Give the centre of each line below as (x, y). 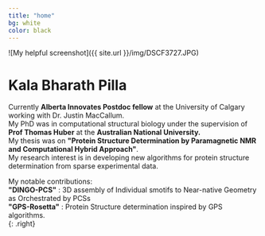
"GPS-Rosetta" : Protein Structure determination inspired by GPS (115, 207)
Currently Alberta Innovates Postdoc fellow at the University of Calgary (127, 107)
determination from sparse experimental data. (84, 166)
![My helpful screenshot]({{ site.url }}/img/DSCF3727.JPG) (103, 53)
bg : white (25, 23)
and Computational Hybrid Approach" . (74, 149)
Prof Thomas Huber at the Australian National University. (105, 133)
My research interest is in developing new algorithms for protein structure (129, 158)
